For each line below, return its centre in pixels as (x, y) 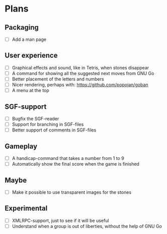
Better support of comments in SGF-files (54, 130)
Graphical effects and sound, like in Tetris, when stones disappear (80, 67)
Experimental (26, 209)
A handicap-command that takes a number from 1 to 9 (68, 158)
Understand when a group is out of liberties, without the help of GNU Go (87, 226)
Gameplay (21, 146)
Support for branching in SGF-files (48, 124)
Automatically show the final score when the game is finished (75, 164)
